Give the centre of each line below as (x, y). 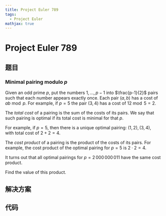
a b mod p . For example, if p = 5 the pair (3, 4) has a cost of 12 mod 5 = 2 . (81, 103)
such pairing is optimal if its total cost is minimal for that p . (64, 118)
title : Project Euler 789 (32, 10)
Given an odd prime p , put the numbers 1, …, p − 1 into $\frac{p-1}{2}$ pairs (82, 93)
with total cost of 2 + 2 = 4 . (33, 133)
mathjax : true (20, 24)
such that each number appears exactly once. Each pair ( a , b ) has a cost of (82, 98)
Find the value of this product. (36, 172)
